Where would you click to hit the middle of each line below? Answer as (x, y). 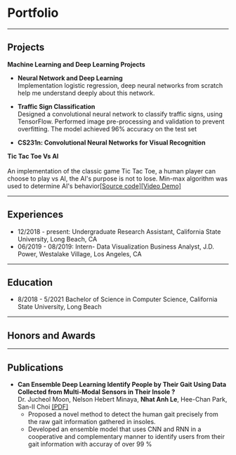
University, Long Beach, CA (57, 239)
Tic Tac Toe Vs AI (33, 156)
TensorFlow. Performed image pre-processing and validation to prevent (121, 121)
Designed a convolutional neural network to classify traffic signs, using (120, 114)
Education (30, 282)
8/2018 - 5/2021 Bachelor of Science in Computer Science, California (117, 299)
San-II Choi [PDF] (43, 407)
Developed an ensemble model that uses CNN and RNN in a (114, 429)
